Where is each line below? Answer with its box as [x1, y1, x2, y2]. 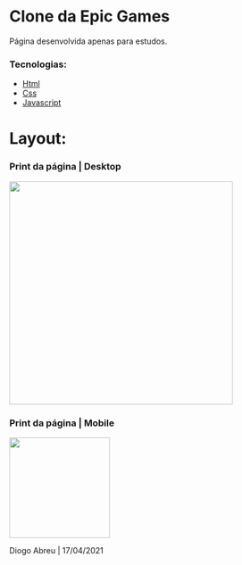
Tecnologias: [9, 58, 67, 71]
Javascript [21, 97, 62, 108]
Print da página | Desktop [9, 161, 122, 173]
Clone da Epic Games [9, 6, 171, 27]
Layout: [9, 129, 67, 149]
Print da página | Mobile [9, 417, 114, 429]
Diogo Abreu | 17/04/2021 [9, 545, 104, 556]
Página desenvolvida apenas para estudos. [9, 36, 168, 46]
